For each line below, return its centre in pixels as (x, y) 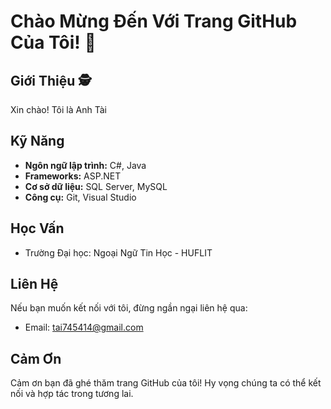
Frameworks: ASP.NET (73, 176)
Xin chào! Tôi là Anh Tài (58, 109)
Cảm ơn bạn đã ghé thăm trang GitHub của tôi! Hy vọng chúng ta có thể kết (166, 383)
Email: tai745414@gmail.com (84, 327)
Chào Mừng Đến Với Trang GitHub (154, 21)
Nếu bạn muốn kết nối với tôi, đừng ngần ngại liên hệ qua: (129, 308)
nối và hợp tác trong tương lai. (72, 394)
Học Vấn (37, 228)
